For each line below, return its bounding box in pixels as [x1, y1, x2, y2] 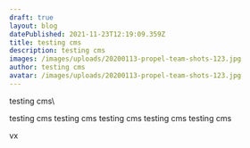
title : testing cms [9, 37, 82, 47]
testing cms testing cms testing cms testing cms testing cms [9, 112, 232, 123]
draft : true [9, 12, 54, 22]
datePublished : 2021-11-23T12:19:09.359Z [9, 29, 166, 38]
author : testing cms [9, 63, 87, 72]
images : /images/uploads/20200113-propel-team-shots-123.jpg [9, 54, 242, 63]
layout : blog [9, 21, 58, 30]
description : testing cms [9, 46, 105, 55]
